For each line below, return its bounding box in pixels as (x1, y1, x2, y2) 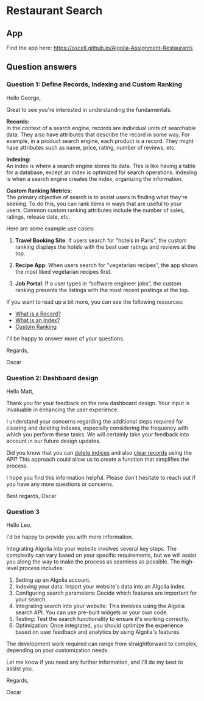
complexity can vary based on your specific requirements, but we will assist (6, 551, 197, 559)
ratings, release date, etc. (6, 213, 71, 220)
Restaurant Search (6, 4, 103, 18)
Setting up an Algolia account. (15, 576, 91, 584)
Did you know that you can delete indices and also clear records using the (6, 449, 192, 456)
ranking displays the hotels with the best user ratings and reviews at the (15, 243, 196, 251)
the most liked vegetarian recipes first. (15, 268, 112, 275)
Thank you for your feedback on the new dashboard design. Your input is (6, 399, 190, 406)
